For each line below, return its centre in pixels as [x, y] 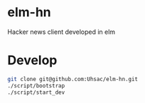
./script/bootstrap [36, 85]
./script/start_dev [36, 92]
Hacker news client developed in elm [61, 32]
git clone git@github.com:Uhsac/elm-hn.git [73, 79]
